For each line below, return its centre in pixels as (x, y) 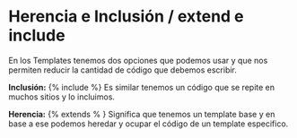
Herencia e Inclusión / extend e (126, 17)
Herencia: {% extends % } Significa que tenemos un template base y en (142, 114)
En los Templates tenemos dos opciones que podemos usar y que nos (138, 60)
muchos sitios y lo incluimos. (62, 97)
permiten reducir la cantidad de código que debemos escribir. (122, 70)
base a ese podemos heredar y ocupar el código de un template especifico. (148, 124)
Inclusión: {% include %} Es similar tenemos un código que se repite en (142, 87)
